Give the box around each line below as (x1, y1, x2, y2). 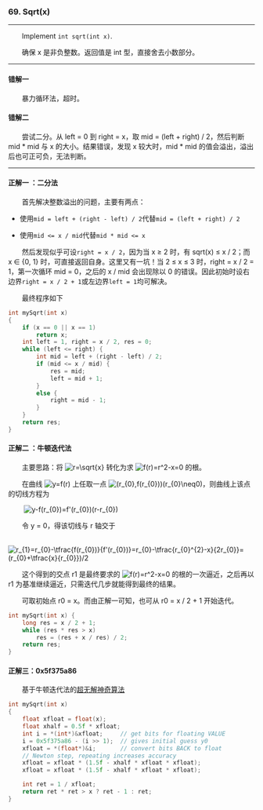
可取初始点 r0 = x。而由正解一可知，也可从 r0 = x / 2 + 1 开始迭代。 (22, 596, 239, 605)
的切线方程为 (8, 489, 49, 498)
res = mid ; (49, 367, 86, 375)
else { (36, 389, 58, 397)
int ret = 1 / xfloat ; (22, 780, 96, 789)
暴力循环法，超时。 (22, 93, 84, 103)
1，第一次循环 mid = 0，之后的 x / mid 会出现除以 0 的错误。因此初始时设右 (8, 266, 250, 276)
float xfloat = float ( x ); (22, 715, 107, 724)
